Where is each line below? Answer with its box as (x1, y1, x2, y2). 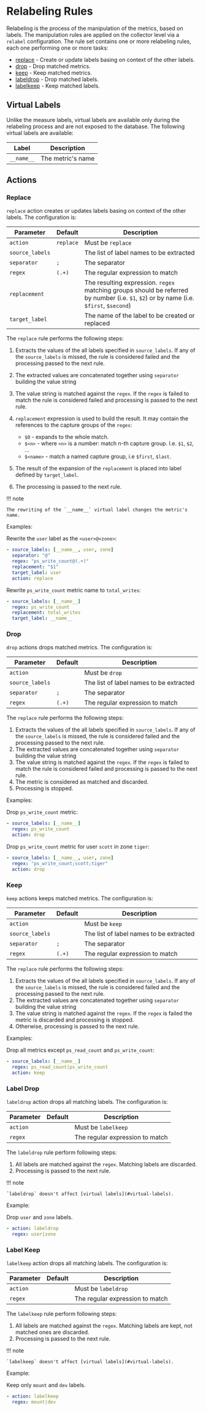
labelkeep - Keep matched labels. (15, 82, 100, 90)
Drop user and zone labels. (6, 1213, 73, 1221)
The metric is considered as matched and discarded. (15, 778, 149, 786)
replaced (84, 319, 110, 327)
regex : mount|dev (12, 1399, 56, 1405)
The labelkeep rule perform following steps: (6, 1310, 117, 1317)
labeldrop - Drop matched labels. (15, 75, 99, 83)
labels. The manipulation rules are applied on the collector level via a (6, 31, 180, 38)
